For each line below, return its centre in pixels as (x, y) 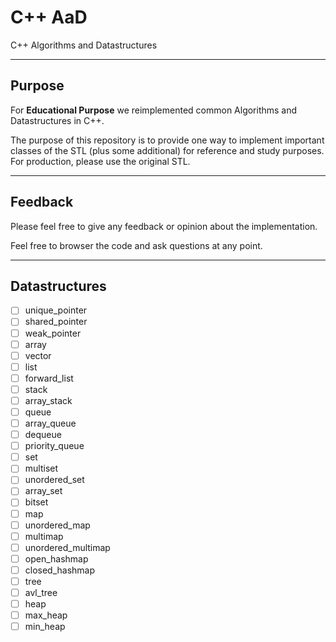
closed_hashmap (60, 570)
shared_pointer (56, 322)
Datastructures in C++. (57, 120)
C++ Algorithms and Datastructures (84, 45)
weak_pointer (53, 333)
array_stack (48, 400)
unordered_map (57, 525)
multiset (41, 468)
